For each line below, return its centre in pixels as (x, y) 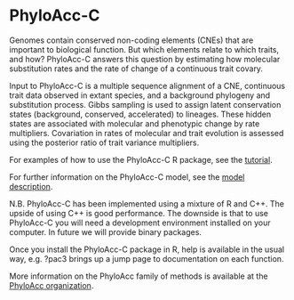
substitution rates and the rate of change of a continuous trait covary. (136, 69)
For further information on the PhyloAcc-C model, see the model (127, 177)
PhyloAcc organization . (52, 285)
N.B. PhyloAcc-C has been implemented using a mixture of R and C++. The (147, 203)
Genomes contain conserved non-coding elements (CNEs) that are (131, 40)
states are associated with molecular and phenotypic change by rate (135, 123)
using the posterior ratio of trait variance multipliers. (104, 142)
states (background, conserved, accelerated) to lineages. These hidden (140, 114)
